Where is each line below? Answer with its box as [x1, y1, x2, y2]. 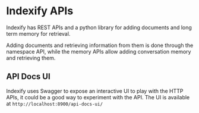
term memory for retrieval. [6, 30, 71, 37]
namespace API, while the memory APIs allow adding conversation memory [6, 48, 191, 55]
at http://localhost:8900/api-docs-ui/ [6, 100, 103, 107]
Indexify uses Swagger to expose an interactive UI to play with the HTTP [6, 87, 184, 95]
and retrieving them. [6, 54, 56, 61]
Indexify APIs [6, 4, 74, 18]
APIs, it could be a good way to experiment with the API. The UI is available [6, 93, 190, 101]
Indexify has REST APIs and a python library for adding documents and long [6, 24, 192, 31]
